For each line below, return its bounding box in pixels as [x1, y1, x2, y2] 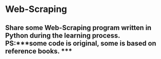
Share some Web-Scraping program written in [5, 23, 151, 32]
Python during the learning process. [5, 31, 120, 39]
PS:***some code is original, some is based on [5, 39, 156, 47]
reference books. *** [5, 46, 72, 55]
